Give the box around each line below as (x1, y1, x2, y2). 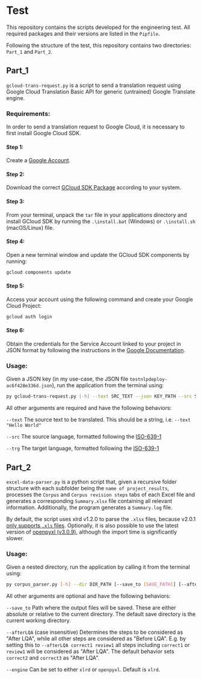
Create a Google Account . (6, 157, 71, 164)
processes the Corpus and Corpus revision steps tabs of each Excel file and (6, 491, 195, 498)
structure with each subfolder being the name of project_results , (6, 485, 170, 491)
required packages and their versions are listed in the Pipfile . (6, 30, 161, 37)
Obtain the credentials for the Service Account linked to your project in (6, 340, 182, 347)
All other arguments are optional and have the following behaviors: (6, 592, 171, 600)
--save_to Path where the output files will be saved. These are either (6, 604, 176, 611)
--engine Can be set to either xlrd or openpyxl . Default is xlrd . (6, 666, 161, 673)
